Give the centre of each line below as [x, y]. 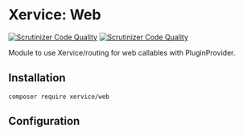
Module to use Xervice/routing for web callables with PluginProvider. [122, 52]
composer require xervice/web [59, 97]
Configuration [44, 121]
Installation [37, 78]
